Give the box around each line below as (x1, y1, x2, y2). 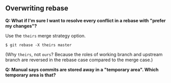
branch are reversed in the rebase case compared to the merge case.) (5, 57, 153, 63)
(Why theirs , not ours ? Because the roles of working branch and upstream (5, 51, 163, 57)
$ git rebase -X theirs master (5, 43, 72, 48)
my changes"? (5, 23, 37, 29)
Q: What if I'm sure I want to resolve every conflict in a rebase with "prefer (5, 17, 166, 23)
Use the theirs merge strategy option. (5, 32, 86, 38)
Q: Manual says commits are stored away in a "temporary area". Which (5, 66, 159, 72)
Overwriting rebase (5, 4, 68, 13)
